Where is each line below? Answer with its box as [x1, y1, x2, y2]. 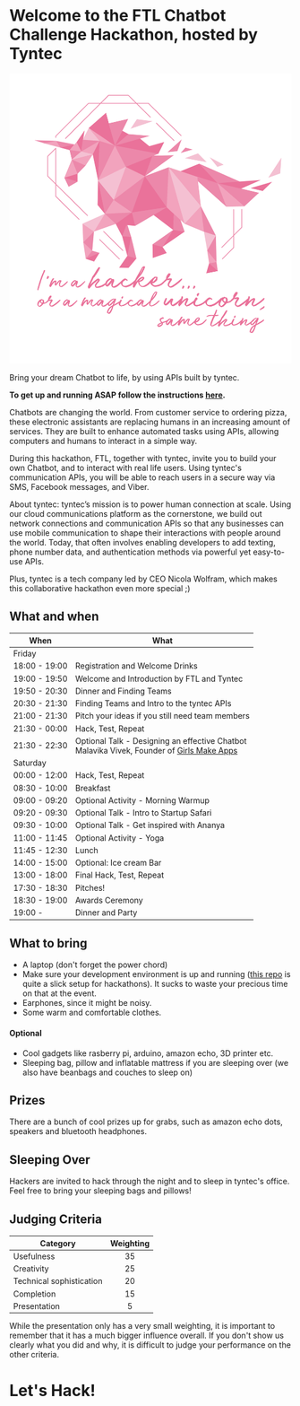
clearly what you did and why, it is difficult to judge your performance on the [9, 1340, 291, 1350]
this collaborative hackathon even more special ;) [9, 582, 191, 593]
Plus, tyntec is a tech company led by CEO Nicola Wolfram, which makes [9, 573, 278, 584]
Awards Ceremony [74, 895, 143, 905]
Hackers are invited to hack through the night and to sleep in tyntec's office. [9, 1176, 290, 1187]
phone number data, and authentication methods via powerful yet [9, 546, 252, 557]
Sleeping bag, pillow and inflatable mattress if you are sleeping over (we [21, 1057, 289, 1068]
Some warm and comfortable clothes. [21, 1007, 162, 1018]
